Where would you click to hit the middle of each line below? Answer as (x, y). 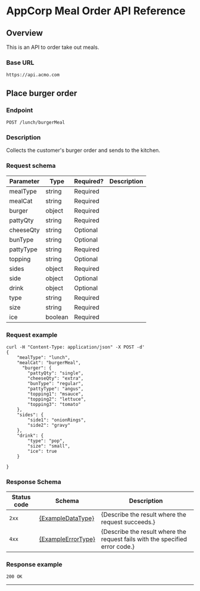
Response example (34, 565)
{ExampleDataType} (67, 518)
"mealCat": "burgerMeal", (49, 362)
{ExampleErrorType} (67, 539)
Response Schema (34, 481)
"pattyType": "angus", (56, 389)
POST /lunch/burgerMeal (36, 122)
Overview (25, 33)
